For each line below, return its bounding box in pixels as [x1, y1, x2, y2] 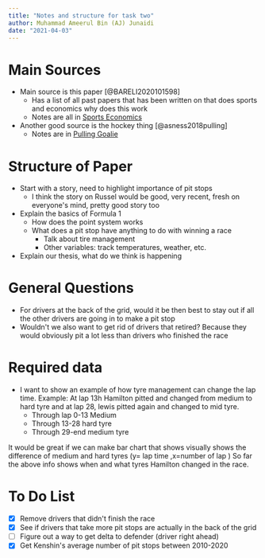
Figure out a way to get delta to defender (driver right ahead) [19, 532, 220, 541]
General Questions [8, 279, 134, 297]
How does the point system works [31, 217, 144, 227]
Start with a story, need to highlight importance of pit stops [19, 184, 213, 193]
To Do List [8, 487, 75, 505]
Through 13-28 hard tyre [31, 419, 113, 428]
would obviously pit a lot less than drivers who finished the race [19, 331, 229, 341]
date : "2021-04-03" [8, 26, 73, 34]
